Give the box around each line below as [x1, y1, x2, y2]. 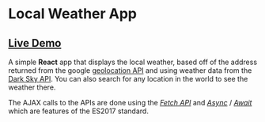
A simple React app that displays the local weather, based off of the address [8, 57, 258, 67]
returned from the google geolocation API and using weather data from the [8, 66, 252, 75]
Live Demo [8, 36, 62, 50]
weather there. [8, 82, 56, 92]
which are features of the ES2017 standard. [8, 106, 149, 116]
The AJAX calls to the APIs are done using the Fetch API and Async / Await [8, 98, 252, 107]
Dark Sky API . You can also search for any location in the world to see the [8, 74, 248, 83]
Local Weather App [8, 5, 137, 23]
